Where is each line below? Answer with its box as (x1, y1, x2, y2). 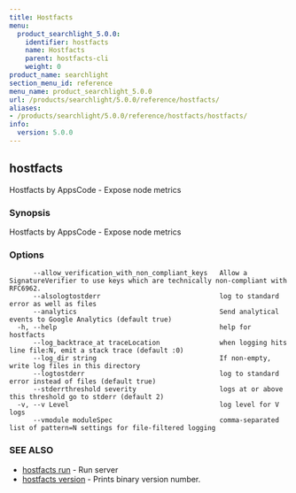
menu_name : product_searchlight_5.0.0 (9, 87, 152, 96)
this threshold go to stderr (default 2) (9, 393, 165, 402)
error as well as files (9, 300, 97, 309)
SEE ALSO (9, 444, 54, 457)
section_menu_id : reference (9, 79, 113, 88)
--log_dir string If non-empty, (32, 354, 272, 363)
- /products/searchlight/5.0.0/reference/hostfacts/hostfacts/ (9, 112, 248, 120)
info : (9, 120, 29, 129)
